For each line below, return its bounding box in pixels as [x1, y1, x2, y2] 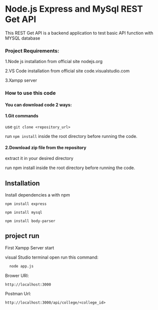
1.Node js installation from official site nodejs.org [5, 59, 103, 65]
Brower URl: [5, 272, 29, 278]
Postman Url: [5, 290, 31, 296]
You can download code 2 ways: [5, 102, 72, 108]
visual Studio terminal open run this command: [5, 254, 99, 260]
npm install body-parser [5, 219, 56, 223]
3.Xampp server [5, 77, 38, 84]
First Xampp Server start [5, 244, 55, 250]
